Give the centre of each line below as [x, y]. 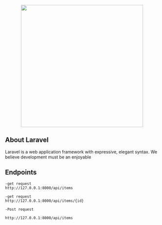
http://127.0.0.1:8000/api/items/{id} [44, 201]
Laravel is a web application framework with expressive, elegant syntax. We [81, 152]
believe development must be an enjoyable [48, 157]
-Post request [20, 209]
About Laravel [27, 140]
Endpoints [21, 172]
